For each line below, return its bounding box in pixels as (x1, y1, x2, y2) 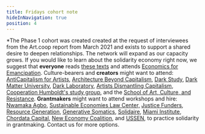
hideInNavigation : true (6, 15, 67, 21)
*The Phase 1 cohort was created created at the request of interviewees (6, 37, 188, 44)
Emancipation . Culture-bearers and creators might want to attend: (6, 69, 174, 77)
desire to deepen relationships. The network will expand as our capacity (6, 50, 188, 57)
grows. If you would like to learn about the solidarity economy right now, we (6, 56, 198, 64)
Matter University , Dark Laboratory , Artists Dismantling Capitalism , (6, 82, 174, 90)
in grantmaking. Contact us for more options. (6, 121, 119, 129)
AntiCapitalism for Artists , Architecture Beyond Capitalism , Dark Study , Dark (6, 76, 198, 83)
